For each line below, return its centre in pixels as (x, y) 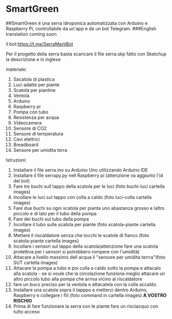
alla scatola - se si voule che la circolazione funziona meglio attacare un (89, 273)
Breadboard (26, 145)
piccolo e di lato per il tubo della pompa (55, 213)
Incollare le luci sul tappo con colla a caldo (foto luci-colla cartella (82, 197)
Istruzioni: (16, 160)
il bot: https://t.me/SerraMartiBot (39, 44)
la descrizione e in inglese (33, 59)
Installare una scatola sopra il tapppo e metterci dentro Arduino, (80, 290)
